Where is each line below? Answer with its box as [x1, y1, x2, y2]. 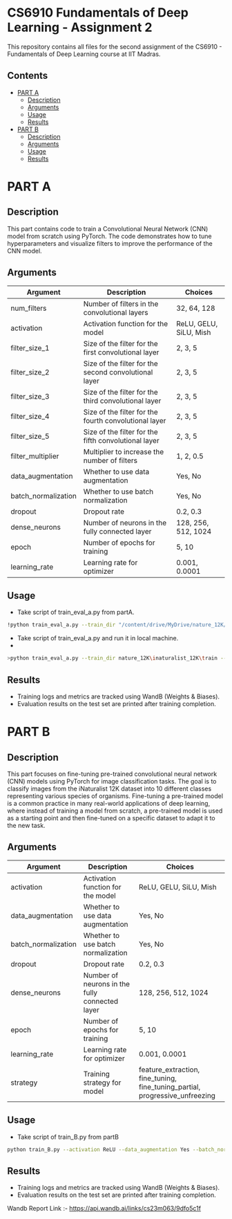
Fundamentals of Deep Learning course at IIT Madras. [7, 50, 161, 58]
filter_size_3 [10, 391, 50, 401]
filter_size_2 [10, 367, 50, 377]
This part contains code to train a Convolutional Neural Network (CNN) [7, 224, 209, 233]
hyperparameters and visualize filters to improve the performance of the [7, 239, 213, 247]
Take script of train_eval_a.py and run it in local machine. [17, 634, 179, 642]
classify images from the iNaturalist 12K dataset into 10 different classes [7, 784, 212, 793]
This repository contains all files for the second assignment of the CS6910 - [7, 42, 222, 51]
